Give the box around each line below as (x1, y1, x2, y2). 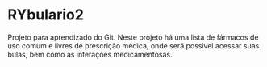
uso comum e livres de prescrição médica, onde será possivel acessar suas (7, 40, 260, 50)
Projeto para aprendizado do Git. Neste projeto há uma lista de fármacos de (7, 32, 259, 42)
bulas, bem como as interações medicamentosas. (7, 49, 173, 59)
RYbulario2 (7, 6, 84, 24)
